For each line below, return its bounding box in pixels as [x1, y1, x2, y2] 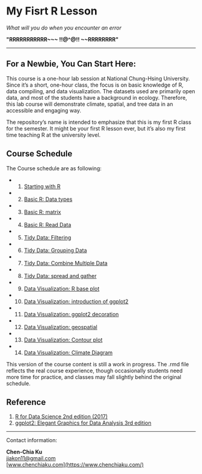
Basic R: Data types [23, 195, 73, 203]
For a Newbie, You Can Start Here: [6, 59, 136, 69]
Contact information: [6, 437, 58, 444]
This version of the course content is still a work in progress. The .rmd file [6, 360, 189, 368]
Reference [6, 397, 46, 407]
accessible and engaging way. [6, 106, 81, 114]
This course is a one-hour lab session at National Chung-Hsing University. [6, 75, 191, 82]
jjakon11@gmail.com [6, 455, 56, 462]
